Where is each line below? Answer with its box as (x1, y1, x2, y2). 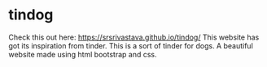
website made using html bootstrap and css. (8, 49, 157, 59)
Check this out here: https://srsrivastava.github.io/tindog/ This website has (8, 32, 260, 42)
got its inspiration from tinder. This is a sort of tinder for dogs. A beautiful (8, 40, 254, 50)
